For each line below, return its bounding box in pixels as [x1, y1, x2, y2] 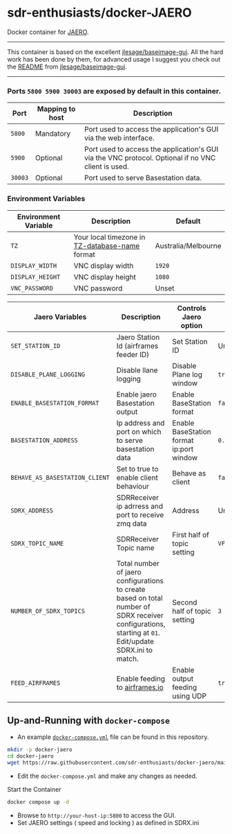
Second [172, 598, 197, 607]
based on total [116, 593, 164, 602]
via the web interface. [84, 133, 155, 143]
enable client [116, 473, 159, 483]
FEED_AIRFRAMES [10, 679, 61, 687]
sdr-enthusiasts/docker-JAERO [7, 5, 192, 21]
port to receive [116, 510, 164, 519]
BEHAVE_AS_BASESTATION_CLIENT [10, 474, 110, 481]
